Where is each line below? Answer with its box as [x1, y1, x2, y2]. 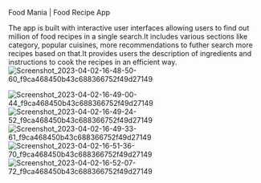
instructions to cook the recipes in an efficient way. [8, 57, 177, 67]
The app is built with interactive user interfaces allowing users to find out [8, 23, 250, 32]
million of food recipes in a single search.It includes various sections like [8, 32, 248, 41]
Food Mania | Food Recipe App [8, 8, 111, 17]
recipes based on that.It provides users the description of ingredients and [8, 49, 252, 58]
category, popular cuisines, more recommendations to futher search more [8, 40, 253, 50]
